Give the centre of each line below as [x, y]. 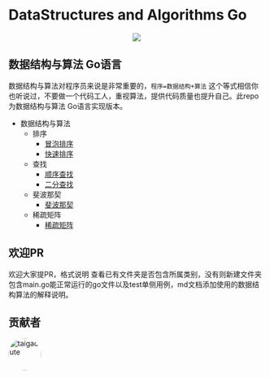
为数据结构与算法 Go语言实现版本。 [68, 106]
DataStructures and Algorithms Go [128, 15]
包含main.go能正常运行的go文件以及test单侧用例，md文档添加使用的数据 [131, 284]
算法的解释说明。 [44, 294]
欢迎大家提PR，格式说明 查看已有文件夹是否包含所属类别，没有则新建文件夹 [135, 274]
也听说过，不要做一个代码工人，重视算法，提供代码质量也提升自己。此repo [134, 96]
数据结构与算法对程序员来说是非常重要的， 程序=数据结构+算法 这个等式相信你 [133, 85]
